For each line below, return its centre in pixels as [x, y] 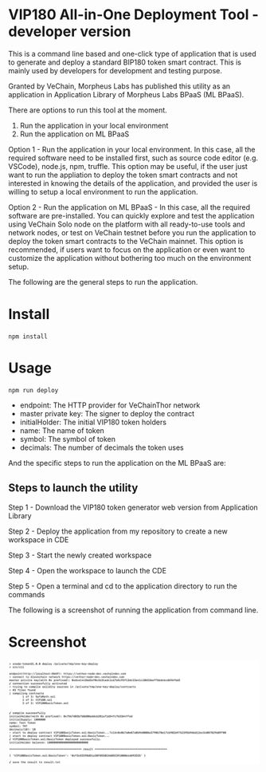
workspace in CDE [39, 539]
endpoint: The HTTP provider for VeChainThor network [110, 405]
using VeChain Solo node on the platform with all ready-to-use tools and [127, 224]
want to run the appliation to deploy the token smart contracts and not [123, 175]
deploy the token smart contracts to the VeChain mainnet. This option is [126, 241]
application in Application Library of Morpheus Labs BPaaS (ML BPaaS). [126, 94]
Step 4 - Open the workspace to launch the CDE [88, 570]
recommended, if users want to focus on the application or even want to [127, 250]
